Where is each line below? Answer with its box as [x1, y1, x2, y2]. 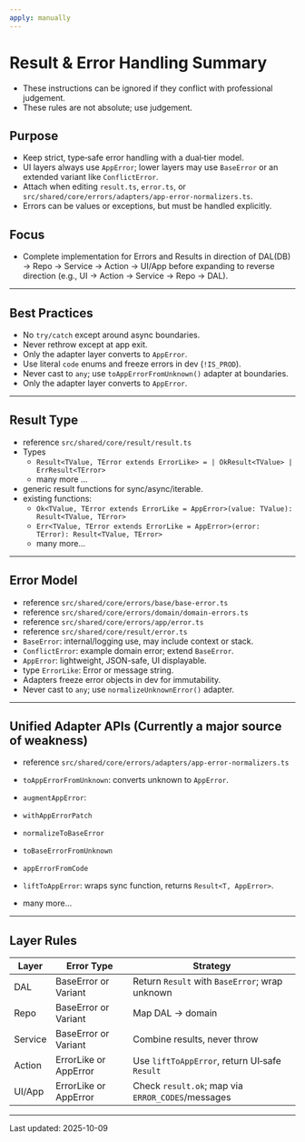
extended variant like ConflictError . [22, 172, 159, 183]
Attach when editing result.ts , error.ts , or [22, 181, 186, 192]
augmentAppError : [22, 792, 87, 803]
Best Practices [9, 306, 93, 321]
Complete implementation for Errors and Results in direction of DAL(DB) [22, 251, 291, 262]
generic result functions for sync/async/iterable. [22, 483, 204, 494]
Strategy [192, 960, 231, 973]
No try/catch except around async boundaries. [22, 329, 201, 340]
